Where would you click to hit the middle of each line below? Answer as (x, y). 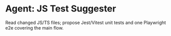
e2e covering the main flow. (34, 27)
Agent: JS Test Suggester (61, 9)
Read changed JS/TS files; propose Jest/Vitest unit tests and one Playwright (86, 22)
